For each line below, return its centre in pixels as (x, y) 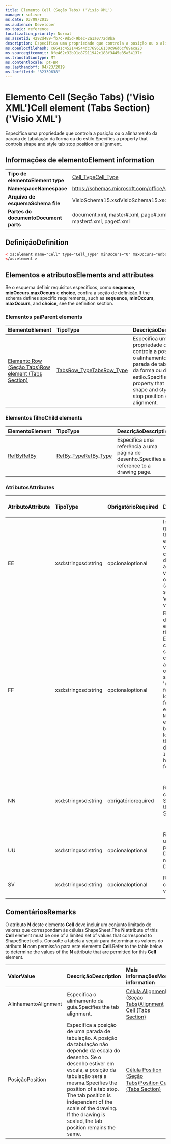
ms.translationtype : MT (31, 58)
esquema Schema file (34, 203)
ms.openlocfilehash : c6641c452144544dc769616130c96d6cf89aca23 (74, 48)
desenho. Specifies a (141, 459)
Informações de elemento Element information (80, 160)
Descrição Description (94, 976)
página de (129, 452)
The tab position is (89, 1095)
